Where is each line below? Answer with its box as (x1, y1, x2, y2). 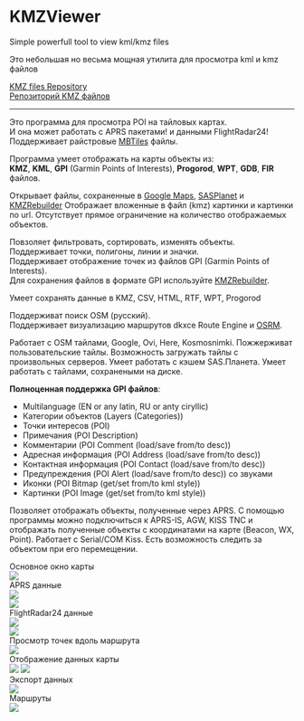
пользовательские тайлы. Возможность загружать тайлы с (9, 346, 239, 357)
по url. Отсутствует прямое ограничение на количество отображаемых (9, 209, 287, 220)
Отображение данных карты (9, 653, 119, 664)
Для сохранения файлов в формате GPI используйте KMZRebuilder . (9, 274, 270, 286)
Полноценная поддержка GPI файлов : (9, 383, 161, 394)
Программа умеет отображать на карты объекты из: (9, 153, 214, 164)
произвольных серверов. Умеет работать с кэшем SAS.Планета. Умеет (9, 356, 287, 367)
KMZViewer (9, 6, 101, 27)
